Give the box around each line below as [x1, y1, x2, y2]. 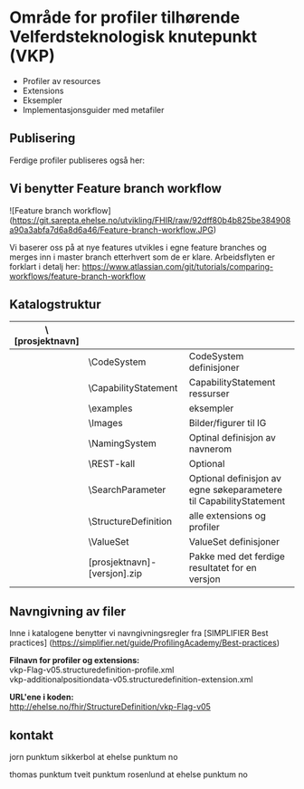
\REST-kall [88, 458, 136, 471]
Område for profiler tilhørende [9, 7, 241, 28]
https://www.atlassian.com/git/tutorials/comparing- [81, 261, 274, 271]
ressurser [188, 387, 230, 400]
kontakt [9, 727, 54, 743]
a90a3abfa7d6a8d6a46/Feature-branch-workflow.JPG [9, 224, 214, 235]
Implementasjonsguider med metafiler [22, 104, 165, 115]
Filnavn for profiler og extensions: [9, 655, 140, 666]
